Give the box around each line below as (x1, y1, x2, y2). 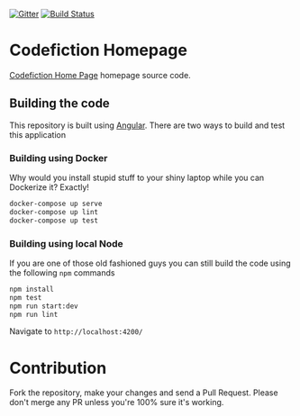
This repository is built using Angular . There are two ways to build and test (9, 120, 286, 131)
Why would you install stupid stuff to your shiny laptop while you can (9, 172, 265, 184)
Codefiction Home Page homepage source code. (9, 69, 191, 80)
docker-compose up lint (9, 207, 99, 216)
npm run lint (9, 310, 59, 319)
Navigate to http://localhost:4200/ (9, 326, 143, 337)
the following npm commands (9, 267, 115, 278)
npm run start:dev (9, 302, 78, 311)
